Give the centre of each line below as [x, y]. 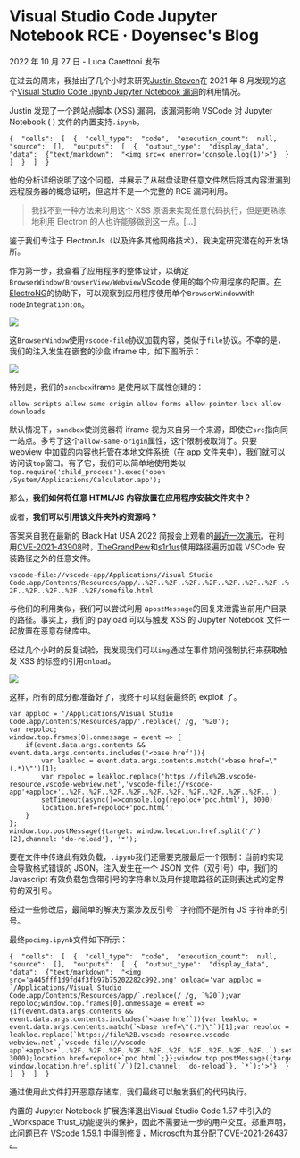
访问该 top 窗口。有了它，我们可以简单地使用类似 [97, 463]
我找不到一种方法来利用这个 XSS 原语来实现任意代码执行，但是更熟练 [158, 210]
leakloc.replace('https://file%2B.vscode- [177, 776]
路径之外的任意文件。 [56, 558]
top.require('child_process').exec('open [87, 472]
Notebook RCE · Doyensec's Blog [134, 35]
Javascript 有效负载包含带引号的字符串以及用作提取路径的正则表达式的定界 [147, 879]
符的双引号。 [33, 890]
